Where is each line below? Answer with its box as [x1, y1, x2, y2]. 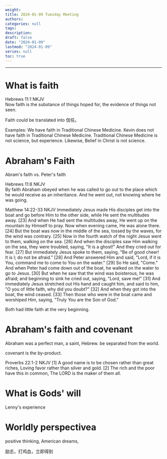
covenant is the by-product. [5, 350, 62, 356]
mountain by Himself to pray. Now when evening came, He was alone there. [5, 223, 161, 229]
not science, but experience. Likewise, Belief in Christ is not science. [5, 138, 146, 144]
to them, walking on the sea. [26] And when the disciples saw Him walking [5, 239, 158, 245]
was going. [5, 197, 28, 203]
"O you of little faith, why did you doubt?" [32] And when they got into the [5, 286, 156, 292]
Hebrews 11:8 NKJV [5, 181, 46, 187]
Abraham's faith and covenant [5, 324, 133, 335]
